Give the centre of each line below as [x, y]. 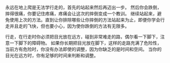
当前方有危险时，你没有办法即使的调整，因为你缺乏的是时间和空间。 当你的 [83, 49]
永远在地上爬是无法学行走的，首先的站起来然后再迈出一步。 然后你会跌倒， [83, 7]
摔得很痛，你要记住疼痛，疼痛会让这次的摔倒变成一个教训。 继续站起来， [81, 13]
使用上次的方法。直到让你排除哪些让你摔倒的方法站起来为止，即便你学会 [85, 20]
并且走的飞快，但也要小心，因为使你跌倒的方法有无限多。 [69, 26]
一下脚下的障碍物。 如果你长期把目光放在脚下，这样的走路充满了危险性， [86, 43]
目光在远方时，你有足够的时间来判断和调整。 [52, 55]
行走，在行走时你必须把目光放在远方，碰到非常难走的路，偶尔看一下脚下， [83, 37]
